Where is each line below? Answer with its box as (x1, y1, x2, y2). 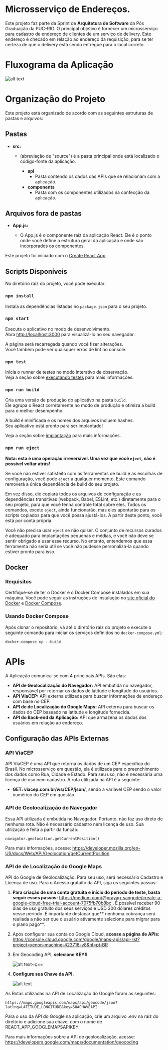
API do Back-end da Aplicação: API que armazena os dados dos (12, 714, 147, 720)
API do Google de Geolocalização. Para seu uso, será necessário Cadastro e (5, 874, 163, 880)
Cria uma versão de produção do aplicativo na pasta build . (5, 397, 127, 403)
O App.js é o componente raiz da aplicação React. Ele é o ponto (20, 232, 152, 238)
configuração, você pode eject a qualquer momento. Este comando (5, 476, 146, 482)
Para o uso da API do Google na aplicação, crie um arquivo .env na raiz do (5, 1013, 159, 1019)
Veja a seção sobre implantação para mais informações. (5, 433, 121, 439)
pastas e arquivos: (5, 115, 44, 121)
